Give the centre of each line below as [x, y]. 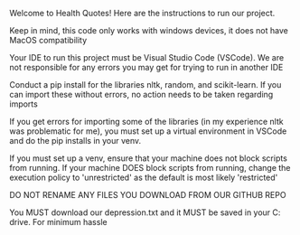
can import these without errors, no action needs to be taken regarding [141, 94]
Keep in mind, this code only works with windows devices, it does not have [149, 30]
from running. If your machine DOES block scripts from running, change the [150, 168]
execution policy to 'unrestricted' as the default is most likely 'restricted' [144, 177]
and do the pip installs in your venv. [75, 141]
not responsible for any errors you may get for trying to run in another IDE [146, 67]
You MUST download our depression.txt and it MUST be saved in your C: [145, 212]
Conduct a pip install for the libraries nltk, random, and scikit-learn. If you [145, 85]
